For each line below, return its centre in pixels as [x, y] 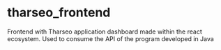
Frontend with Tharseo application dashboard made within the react [105, 32]
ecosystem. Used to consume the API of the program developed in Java [110, 38]
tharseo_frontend [59, 13]
